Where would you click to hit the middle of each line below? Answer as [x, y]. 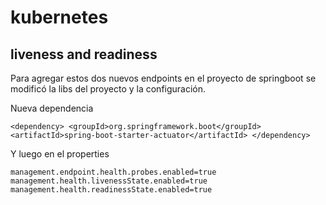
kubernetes [59, 17]
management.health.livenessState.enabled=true [109, 181]
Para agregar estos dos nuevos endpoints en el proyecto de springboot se [163, 78]
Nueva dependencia [52, 108]
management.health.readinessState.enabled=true [111, 190]
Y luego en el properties [60, 154]
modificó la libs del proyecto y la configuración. [108, 89]
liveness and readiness [84, 54]
